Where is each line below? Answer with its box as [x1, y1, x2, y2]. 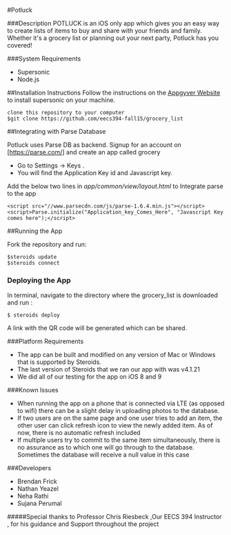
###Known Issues [7, 386, 59, 394]
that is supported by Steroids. [17, 358, 102, 366]
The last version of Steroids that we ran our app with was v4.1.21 [17, 365, 200, 374]
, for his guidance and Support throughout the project [7, 520, 159, 528]
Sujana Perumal [17, 499, 62, 507]
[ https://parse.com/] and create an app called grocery [7, 148, 161, 156]
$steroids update [7, 254, 57, 261]
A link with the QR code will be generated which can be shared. [7, 324, 188, 332]
